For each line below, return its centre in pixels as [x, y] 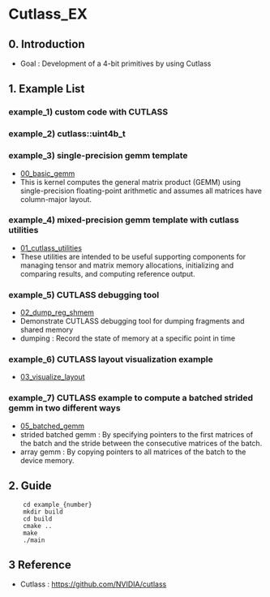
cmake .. [38, 526]
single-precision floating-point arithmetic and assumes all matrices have [141, 191]
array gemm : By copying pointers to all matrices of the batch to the [133, 452]
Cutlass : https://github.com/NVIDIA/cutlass [93, 584]
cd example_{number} [58, 505]
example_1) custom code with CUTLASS [88, 112]
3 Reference [40, 565]
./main [34, 540]
